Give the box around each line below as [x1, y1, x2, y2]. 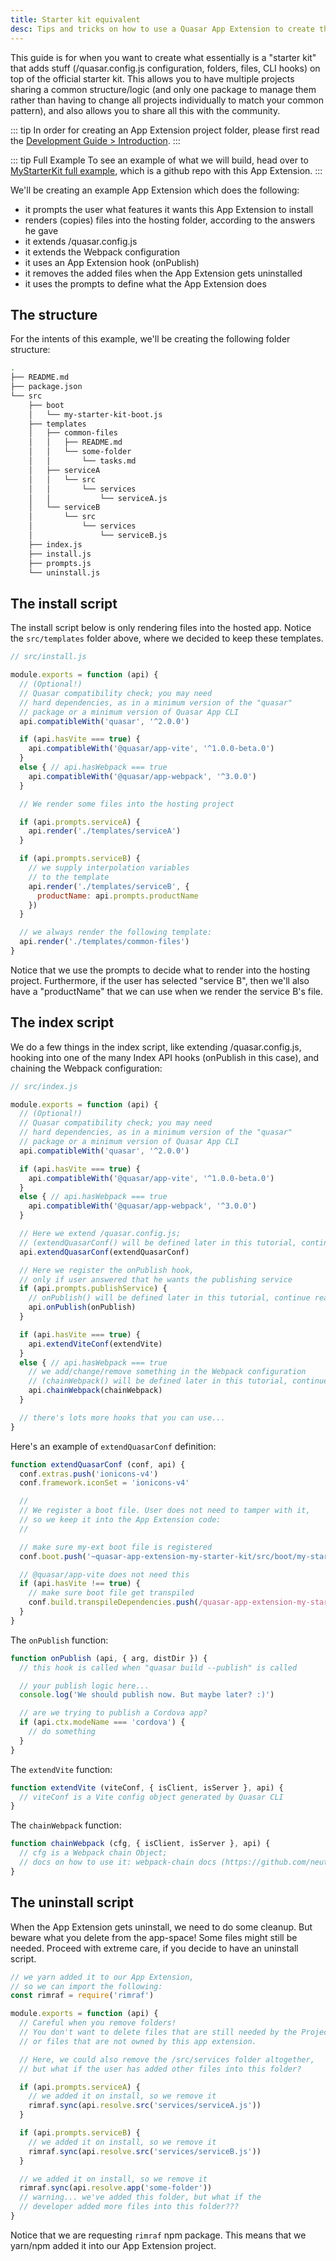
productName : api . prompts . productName [36, 891, 199, 901]
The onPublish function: [10, 1634, 109, 1646]
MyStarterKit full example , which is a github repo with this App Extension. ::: [10, 164, 323, 176]
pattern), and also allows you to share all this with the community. [10, 104, 281, 116]
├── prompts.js [28, 558, 92, 568]
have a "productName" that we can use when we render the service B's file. [10, 985, 324, 997]
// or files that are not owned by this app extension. [19, 2036, 257, 2046]
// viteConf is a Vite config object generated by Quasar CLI [19, 1792, 284, 1802]
